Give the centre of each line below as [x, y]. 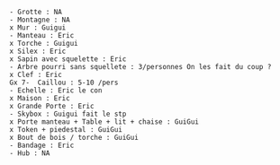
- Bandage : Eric [42, 145]
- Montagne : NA [40, 20]
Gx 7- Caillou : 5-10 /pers [64, 82]
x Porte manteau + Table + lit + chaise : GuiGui [104, 122]
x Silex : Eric [38, 51]
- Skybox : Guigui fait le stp [68, 114]
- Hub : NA [30, 153]
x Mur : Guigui [38, 28]
